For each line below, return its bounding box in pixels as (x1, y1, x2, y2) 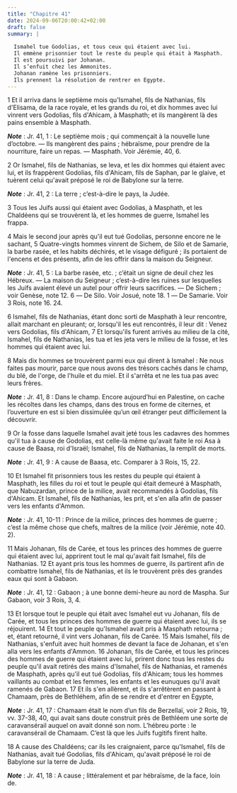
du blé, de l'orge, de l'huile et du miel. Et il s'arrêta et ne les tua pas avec (7, 372, 219, 380)
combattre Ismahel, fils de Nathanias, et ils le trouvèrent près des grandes (7, 567, 223, 575)
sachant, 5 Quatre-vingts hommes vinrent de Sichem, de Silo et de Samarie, (7, 240, 229, 248)
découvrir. (7, 416, 37, 424)
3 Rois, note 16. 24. (7, 299, 63, 307)
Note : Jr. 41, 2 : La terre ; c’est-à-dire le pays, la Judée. (7, 189, 170, 199)
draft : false (7, 23, 46, 30)
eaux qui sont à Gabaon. (7, 575, 79, 583)
